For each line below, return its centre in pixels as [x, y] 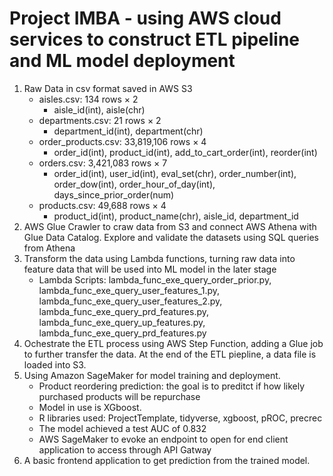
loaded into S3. [55, 364]
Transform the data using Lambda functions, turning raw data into [159, 258]
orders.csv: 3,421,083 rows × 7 [103, 163]
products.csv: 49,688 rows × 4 [102, 205]
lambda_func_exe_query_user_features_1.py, [129, 290]
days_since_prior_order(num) [114, 194]
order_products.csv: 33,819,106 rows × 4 [122, 141]
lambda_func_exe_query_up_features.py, [122, 322]
